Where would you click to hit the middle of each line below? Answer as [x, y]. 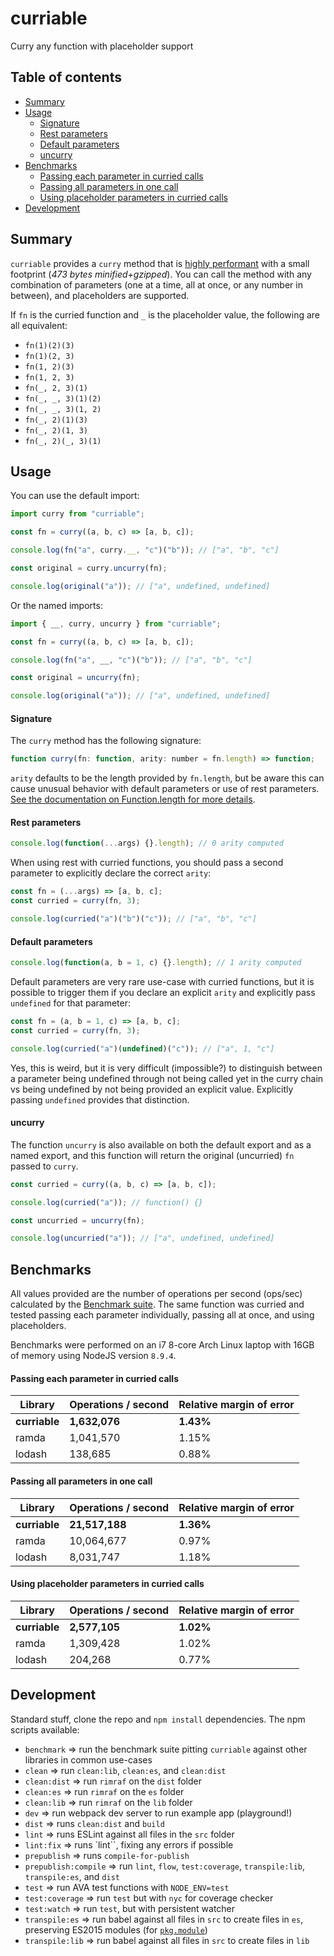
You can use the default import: [75, 496]
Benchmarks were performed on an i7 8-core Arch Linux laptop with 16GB [162, 1345]
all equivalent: [39, 325]
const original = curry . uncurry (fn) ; [89, 568]
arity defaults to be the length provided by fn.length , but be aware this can [167, 778]
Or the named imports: [56, 605]
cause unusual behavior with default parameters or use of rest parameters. [165, 789]
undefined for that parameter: [71, 1003]
